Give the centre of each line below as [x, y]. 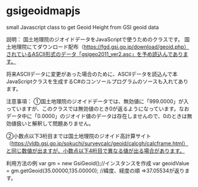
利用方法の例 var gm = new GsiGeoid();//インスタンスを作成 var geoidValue [98, 163]
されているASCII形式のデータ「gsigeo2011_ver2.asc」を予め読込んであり [95, 54]
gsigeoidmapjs [43, 11]
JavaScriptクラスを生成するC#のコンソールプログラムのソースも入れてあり [98, 81]
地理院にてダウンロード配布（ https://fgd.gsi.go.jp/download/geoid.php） [100, 47]
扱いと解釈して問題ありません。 [55, 123]
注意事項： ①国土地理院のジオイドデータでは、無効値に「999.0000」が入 [98, 101]
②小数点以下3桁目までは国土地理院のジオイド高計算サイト [79, 136]
